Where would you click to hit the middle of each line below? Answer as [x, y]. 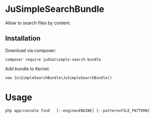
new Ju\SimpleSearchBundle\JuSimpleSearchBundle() [59, 78]
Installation [23, 38]
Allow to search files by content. [38, 23]
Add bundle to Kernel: [28, 68]
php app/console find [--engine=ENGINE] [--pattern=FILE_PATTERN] [77, 111]
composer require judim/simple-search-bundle [53, 59]
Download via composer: [31, 50]
